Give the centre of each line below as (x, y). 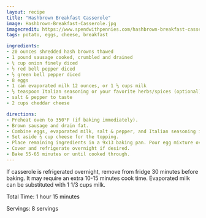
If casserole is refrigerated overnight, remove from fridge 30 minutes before (102, 171)
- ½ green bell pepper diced (44, 74)
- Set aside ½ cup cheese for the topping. (63, 137)
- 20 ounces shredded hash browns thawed (60, 52)
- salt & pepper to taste (39, 98)
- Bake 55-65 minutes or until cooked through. (68, 154)
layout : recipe (26, 12)
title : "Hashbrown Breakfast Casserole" (59, 18)
